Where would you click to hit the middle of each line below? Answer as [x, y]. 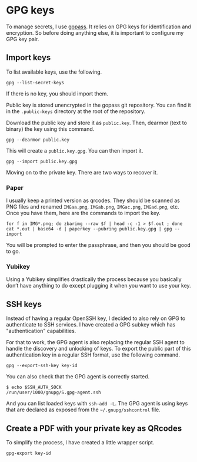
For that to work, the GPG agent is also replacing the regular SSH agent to [96, 342]
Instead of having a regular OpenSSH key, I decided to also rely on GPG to [96, 318]
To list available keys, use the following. [54, 72]
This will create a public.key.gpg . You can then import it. [75, 150]
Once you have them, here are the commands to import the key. [83, 213]
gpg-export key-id [29, 453]
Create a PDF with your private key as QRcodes [94, 428]
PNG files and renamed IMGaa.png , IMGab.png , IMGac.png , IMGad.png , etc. [93, 207]
